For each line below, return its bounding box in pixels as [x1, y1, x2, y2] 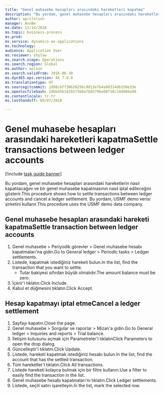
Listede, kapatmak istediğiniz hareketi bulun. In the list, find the [12, 259, 138, 265]
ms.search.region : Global [5, 62, 58, 67]
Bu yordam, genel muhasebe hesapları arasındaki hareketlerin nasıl [5, 181, 140, 186]
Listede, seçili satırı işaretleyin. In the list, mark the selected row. [12, 382, 141, 388]
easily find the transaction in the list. [12, 372, 85, 378]
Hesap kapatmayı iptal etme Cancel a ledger [5, 300, 141, 308]
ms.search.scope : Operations [5, 57, 64, 62]
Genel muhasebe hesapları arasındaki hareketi [5, 215, 149, 224]
